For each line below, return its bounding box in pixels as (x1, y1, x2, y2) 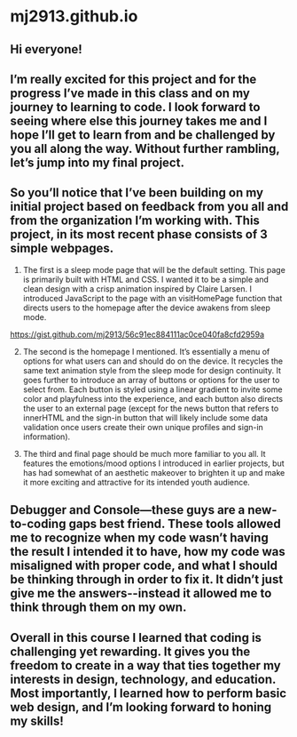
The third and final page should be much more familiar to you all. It (22, 448, 266, 459)
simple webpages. (10, 241, 114, 256)
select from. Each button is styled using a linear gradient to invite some (22, 384, 283, 395)
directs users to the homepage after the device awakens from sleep (22, 302, 271, 313)
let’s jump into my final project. (10, 155, 185, 170)
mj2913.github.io (10, 6, 138, 27)
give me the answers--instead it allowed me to (10, 586, 272, 601)
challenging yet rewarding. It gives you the (10, 644, 251, 659)
